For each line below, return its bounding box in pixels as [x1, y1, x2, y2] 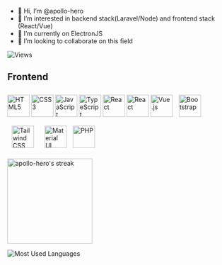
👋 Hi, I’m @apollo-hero [17, 7, 83, 15]
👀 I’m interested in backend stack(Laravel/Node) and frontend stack [17, 14, 216, 23]
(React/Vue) [17, 22, 53, 30]
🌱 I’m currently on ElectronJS [17, 29, 103, 38]
